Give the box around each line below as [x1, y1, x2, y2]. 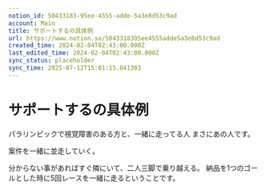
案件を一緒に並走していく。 [8, 146, 100, 156]
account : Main [8, 19, 56, 27]
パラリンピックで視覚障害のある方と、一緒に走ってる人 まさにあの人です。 [8, 129, 255, 139]
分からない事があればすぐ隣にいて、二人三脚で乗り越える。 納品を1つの [8, 163, 244, 172]
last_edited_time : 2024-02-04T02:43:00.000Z [8, 49, 159, 57]
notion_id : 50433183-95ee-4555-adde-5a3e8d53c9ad [8, 11, 178, 20]
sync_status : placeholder [8, 57, 95, 65]
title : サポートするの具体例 [8, 26, 94, 34]
